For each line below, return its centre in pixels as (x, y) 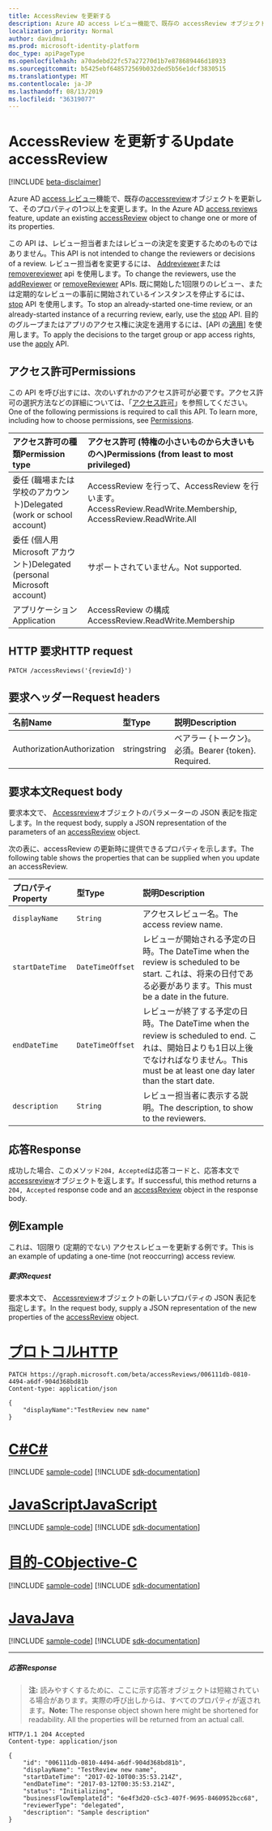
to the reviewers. (174, 1119)
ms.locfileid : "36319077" (52, 99)
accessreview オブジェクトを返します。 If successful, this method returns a (133, 1181)
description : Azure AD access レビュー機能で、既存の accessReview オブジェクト (138, 24)
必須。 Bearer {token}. (215, 750)
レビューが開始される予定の (195, 939)
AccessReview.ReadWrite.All (142, 519)
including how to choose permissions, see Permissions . (101, 420)
